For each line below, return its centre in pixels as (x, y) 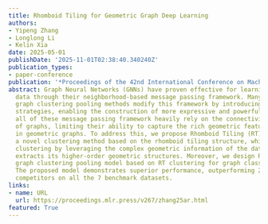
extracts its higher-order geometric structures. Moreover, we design (135, 156)
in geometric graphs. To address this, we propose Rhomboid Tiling (130, 133)
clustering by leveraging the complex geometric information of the (132, 149)
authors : (23, 23)
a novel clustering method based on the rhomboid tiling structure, (132, 141)
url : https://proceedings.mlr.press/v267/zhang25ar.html (112, 200)
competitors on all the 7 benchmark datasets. (94, 178)
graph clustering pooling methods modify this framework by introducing (139, 104)
